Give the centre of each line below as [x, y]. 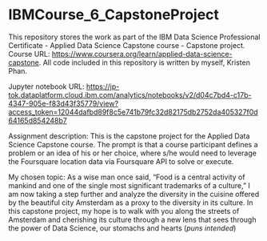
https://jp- [103, 86]
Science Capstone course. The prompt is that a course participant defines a [133, 144]
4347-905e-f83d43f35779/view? [63, 103]
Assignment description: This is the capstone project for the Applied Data [129, 136]
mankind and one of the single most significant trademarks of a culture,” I [129, 185]
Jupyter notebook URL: [47, 86]
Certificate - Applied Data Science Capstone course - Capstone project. [127, 45]
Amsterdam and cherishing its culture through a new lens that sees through [132, 219]
